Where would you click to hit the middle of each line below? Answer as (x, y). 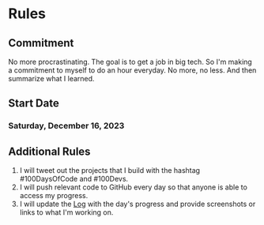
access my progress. (54, 196)
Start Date (34, 103)
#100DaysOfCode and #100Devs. (74, 179)
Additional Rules (49, 151)
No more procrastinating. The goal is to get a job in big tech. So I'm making (130, 62)
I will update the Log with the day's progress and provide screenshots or (138, 204)
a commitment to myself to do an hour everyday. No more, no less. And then (132, 70)
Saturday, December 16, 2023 (66, 126)
